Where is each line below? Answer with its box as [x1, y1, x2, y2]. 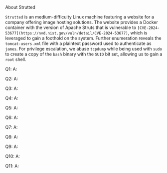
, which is [128, 30, 148, 35]
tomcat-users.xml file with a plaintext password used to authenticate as [5, 40, 152, 46]
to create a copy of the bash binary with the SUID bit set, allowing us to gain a [5, 51, 163, 57]
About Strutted [5, 4, 36, 10]
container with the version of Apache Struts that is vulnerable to [5, 24, 137, 30]
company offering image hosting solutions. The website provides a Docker [5, 19, 158, 25]
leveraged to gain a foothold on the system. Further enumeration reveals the [5, 35, 162, 41]
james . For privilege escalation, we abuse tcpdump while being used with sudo [5, 46, 163, 51]
